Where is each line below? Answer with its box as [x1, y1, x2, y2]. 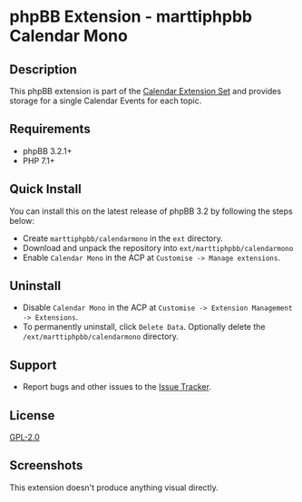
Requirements [9, 121, 91, 137]
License [9, 408, 55, 423]
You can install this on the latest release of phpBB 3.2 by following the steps [9, 206, 293, 217]
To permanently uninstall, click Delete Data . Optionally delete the [22, 322, 266, 333]
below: [9, 215, 34, 226]
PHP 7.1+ [22, 155, 55, 166]
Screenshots [9, 458, 83, 473]
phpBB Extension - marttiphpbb [9, 6, 252, 27]
